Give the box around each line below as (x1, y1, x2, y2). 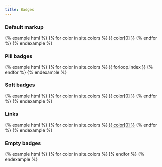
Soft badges (5, 82, 35, 88)
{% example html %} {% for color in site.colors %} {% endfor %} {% (5, 151, 145, 157)
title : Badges (5, 7, 35, 12)
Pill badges (5, 53, 33, 60)
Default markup (5, 23, 44, 30)
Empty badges (5, 140, 41, 147)
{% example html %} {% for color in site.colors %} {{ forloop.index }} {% (5, 64, 153, 70)
